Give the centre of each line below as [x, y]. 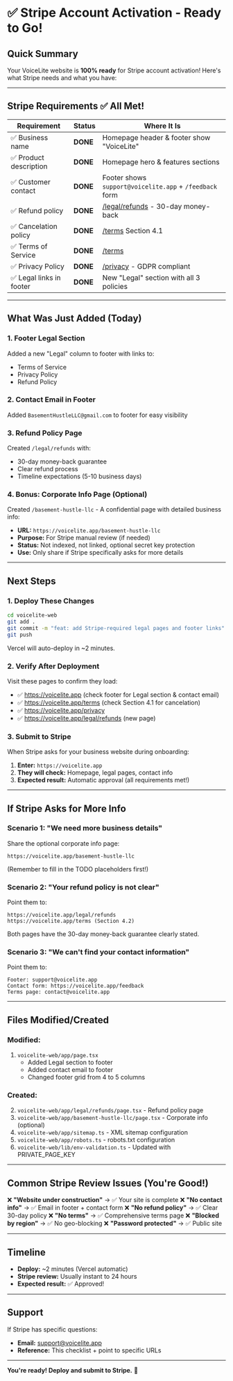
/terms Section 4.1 [132, 230]
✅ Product [28, 157]
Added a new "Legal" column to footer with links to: [81, 354]
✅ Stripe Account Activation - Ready [114, 13]
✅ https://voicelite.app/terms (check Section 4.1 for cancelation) [109, 702]
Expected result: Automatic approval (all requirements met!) [103, 780]
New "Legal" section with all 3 [151, 278]
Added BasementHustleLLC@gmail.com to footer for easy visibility [98, 415]
